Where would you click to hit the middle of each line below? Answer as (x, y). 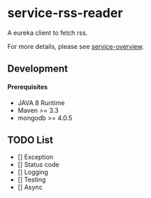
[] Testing (32, 180)
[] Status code (38, 165)
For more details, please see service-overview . (75, 46)
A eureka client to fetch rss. (47, 33)
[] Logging (33, 172)
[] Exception (35, 157)
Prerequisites (28, 87)
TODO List (30, 140)
